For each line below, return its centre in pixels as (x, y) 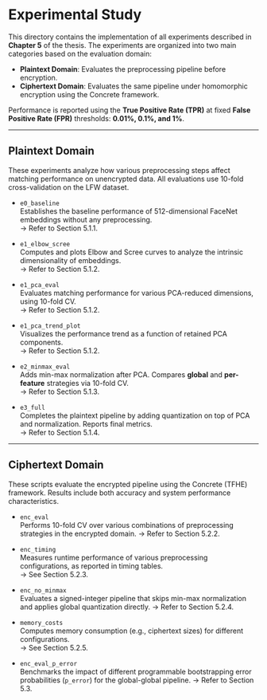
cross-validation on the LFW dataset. (69, 187)
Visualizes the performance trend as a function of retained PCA (124, 333)
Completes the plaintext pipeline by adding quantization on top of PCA (135, 415)
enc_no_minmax (43, 590)
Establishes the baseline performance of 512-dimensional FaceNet (129, 211)
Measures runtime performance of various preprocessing (114, 557)
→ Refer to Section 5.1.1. (58, 228)
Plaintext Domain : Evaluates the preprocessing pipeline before (123, 69)
